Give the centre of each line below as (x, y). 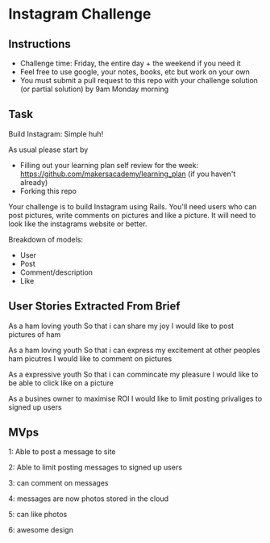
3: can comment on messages (58, 483)
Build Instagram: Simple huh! (56, 133)
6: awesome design (41, 530)
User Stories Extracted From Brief (94, 307)
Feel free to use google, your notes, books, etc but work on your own (135, 72)
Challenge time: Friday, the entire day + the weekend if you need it (130, 63)
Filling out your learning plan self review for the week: (109, 165)
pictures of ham (35, 334)
